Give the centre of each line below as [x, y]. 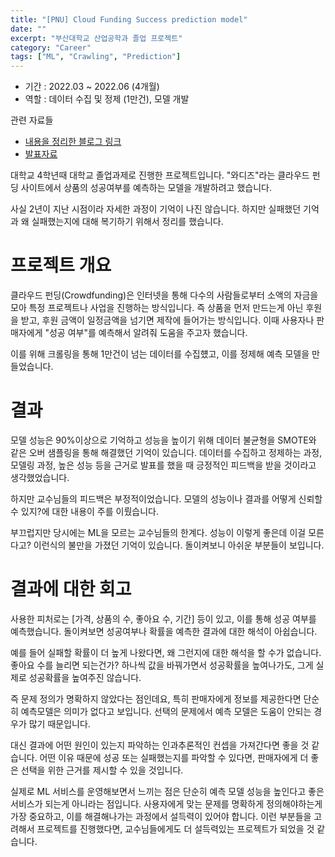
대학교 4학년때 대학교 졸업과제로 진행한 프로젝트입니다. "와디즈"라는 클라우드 [160, 175]
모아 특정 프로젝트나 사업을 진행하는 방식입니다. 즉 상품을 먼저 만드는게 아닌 [157, 308]
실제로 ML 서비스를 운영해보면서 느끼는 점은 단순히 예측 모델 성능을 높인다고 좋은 [167, 791]
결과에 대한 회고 [71, 589]
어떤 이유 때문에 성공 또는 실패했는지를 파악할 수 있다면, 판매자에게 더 [174, 757]
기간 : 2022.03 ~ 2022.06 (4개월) [92, 87]
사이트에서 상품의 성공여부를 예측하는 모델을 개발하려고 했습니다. [146, 188]
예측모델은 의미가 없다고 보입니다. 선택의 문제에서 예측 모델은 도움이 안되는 [166, 711]
